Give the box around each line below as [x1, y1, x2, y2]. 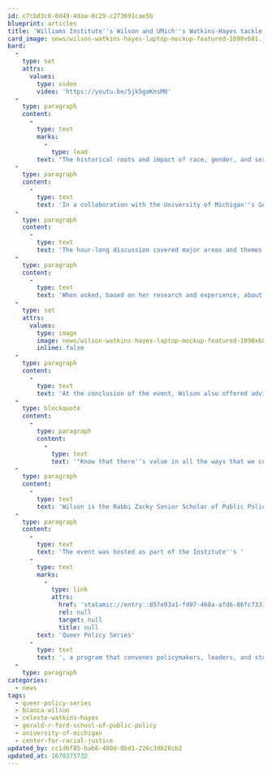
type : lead [50, 148, 89, 156]
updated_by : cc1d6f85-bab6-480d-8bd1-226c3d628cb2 [7, 744, 183, 752]
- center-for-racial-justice [15, 736, 114, 745]
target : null [58, 615, 103, 624]
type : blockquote [22, 404, 81, 412]
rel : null [58, 608, 92, 616]
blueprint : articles [7, 19, 78, 28]
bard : [7, 42, 26, 50]
